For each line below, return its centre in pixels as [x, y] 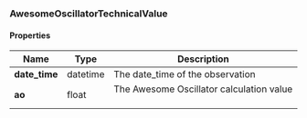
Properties [30, 35]
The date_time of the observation [185, 74]
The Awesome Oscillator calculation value [203, 89]
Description [203, 59]
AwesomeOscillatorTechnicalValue [89, 14]
